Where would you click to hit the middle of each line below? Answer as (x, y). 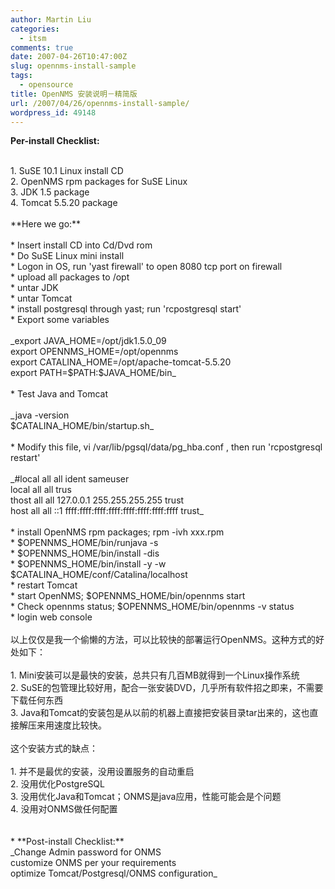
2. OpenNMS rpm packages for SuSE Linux (99, 182)
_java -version (40, 415)
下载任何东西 (36, 700)
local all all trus (41, 490)
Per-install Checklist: (55, 141)
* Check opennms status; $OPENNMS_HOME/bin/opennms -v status (152, 607)
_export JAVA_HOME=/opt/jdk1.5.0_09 (88, 341)
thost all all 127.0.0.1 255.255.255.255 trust (97, 500)
